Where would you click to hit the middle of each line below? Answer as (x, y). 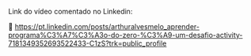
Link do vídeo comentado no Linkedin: (70, 11)
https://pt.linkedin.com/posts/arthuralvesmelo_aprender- (107, 26)
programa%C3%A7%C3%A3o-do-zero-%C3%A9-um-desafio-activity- (125, 35)
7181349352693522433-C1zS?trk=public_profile (87, 43)
